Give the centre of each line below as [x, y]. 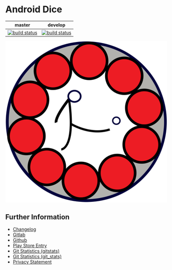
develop [56, 25]
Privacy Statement [32, 262]
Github [20, 240]
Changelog [24, 229]
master [22, 25]
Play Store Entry [30, 245]
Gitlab [19, 235]
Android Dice [34, 9]
